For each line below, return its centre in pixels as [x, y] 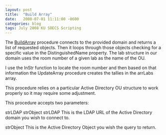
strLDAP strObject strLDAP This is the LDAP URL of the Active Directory [79, 113]
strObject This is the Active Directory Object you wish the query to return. [81, 128]
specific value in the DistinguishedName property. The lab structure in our [81, 53]
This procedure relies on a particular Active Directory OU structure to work [82, 88]
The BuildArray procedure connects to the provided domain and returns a [81, 42]
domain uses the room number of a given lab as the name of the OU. [76, 58]
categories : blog [23, 24]
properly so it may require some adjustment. [51, 93]
